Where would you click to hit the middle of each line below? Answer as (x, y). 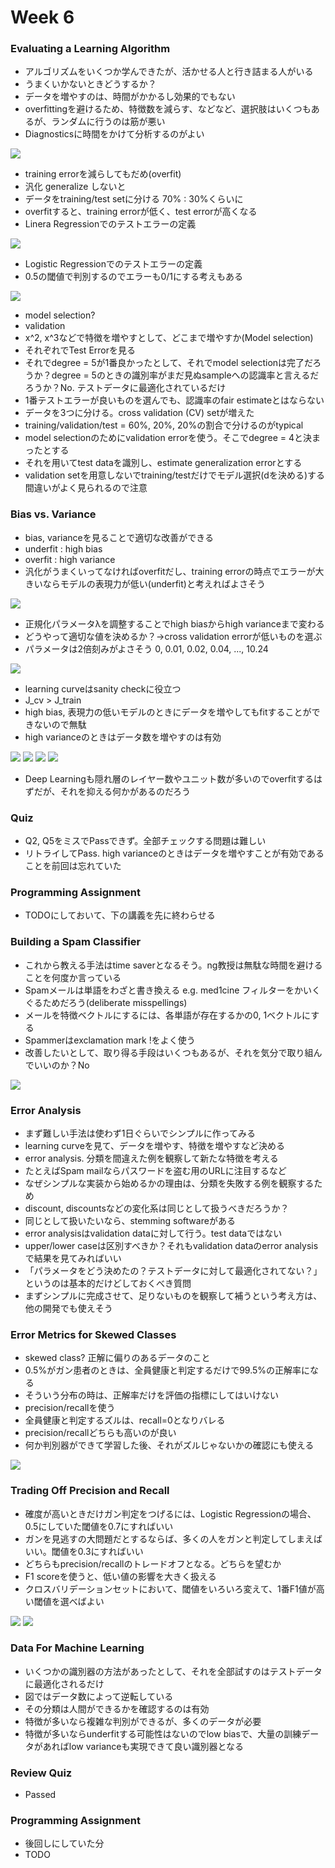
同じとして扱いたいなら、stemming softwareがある (130, 1220)
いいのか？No (61, 1065)
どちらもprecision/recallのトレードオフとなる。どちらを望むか (153, 1563)
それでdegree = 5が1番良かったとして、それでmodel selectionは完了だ (168, 363)
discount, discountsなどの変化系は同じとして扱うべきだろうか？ (157, 1208)
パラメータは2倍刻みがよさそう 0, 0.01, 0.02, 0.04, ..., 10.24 (146, 648)
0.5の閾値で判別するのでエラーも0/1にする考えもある (134, 277)
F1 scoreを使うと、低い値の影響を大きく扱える (120, 1576)
